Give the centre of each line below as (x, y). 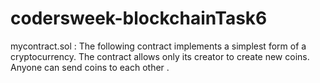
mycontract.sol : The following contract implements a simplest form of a (158, 46)
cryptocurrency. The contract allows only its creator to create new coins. (160, 56)
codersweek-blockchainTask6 (139, 18)
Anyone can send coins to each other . (90, 67)
